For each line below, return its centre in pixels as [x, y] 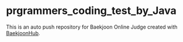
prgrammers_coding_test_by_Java [91, 11]
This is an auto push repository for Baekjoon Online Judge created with [92, 27]
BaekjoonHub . [23, 33]
